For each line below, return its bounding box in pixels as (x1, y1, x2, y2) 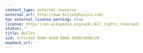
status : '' (5, 26, 29, 31)
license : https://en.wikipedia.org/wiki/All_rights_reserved (5, 21, 138, 27)
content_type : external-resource (5, 7, 77, 13)
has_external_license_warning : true (5, 17, 83, 22)
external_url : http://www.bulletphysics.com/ (5, 12, 104, 17)
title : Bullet (5, 31, 36, 36)
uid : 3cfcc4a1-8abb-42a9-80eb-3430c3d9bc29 (5, 36, 100, 41)
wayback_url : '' (5, 40, 40, 45)
